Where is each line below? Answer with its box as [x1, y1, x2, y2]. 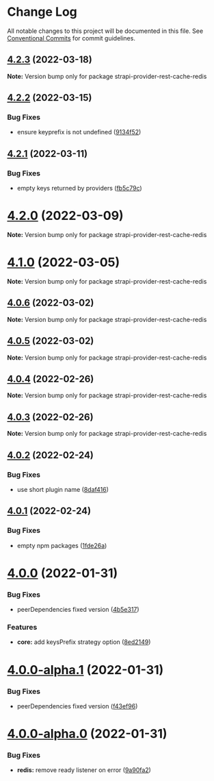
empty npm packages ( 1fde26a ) [16, 541, 107, 549]
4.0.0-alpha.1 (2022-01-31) [7, 662, 164, 678]
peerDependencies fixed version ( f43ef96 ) [16, 702, 138, 710]
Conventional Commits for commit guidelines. [7, 34, 135, 42]
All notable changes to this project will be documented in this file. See [7, 27, 204, 35]
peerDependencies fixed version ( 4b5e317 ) [16, 606, 139, 614]
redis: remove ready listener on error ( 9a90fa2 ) [16, 766, 152, 774]
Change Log [7, 4, 77, 20]
